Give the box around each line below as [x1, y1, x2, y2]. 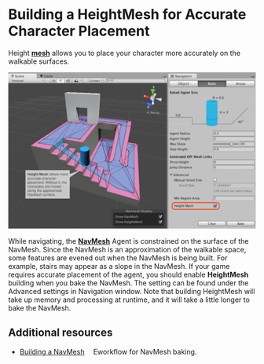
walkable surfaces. [8, 57, 69, 66]
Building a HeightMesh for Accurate [8, 6, 247, 24]
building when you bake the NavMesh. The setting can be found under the [8, 278, 249, 288]
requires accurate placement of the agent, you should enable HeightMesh [8, 270, 249, 279]
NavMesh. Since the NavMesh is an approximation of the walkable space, [8, 245, 247, 254]
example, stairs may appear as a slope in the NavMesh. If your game [8, 261, 230, 270]
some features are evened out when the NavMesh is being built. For [8, 253, 228, 263]
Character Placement [8, 22, 150, 40]
